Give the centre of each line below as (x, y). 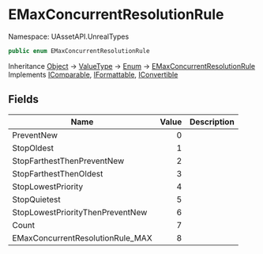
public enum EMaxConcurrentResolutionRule (79, 51)
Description (212, 122)
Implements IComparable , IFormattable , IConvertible (93, 74)
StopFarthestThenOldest (58, 173)
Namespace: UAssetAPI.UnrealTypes (69, 36)
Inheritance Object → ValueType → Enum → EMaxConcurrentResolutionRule (132, 66)
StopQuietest (36, 199)
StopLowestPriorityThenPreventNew (80, 212)
